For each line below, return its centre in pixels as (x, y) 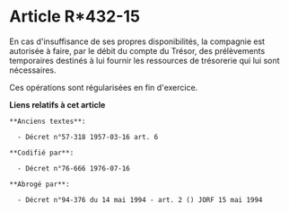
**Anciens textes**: (48, 121)
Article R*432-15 (75, 17)
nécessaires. (33, 70)
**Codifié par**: (42, 153)
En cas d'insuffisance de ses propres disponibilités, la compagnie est (137, 41)
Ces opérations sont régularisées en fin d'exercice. (104, 87)
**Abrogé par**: (39, 184)
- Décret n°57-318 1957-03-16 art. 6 (88, 137)
